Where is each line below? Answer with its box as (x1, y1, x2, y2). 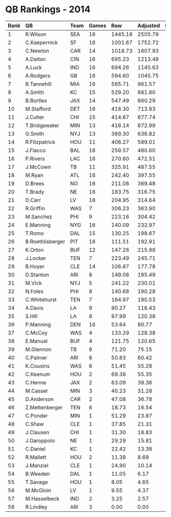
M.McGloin (25, 486, 52, 494)
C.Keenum (25, 371, 50, 378)
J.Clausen (25, 429, 49, 436)
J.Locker (25, 254, 46, 261)
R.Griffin (25, 205, 45, 212)
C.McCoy (25, 329, 48, 336)
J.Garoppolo (25, 437, 55, 444)
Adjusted (137, 22, 160, 29)
